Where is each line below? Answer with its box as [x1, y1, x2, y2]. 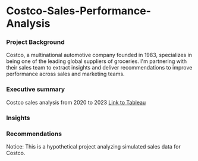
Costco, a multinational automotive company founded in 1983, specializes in [6, 52, 192, 59]
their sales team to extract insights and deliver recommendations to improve [6, 64, 193, 71]
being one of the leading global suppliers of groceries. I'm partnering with [6, 58, 187, 65]
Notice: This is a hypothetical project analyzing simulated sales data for [6, 143, 181, 150]
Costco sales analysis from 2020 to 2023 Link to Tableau [6, 99, 146, 106]
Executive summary [6, 85, 65, 93]
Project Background [6, 38, 65, 46]
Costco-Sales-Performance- [6, 4, 152, 18]
